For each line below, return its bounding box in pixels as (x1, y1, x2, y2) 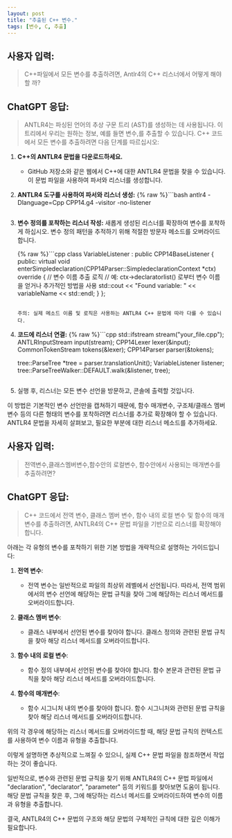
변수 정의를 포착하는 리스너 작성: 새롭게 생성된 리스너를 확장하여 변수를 (17, 219, 207, 227)
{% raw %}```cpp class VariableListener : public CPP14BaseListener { (17, 250, 215, 258)
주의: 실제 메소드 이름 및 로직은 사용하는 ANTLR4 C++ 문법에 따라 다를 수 (17, 310, 204, 317)
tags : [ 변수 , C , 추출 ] (7, 23, 67, 30)
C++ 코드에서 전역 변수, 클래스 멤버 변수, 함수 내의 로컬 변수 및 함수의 (24, 511, 212, 519)
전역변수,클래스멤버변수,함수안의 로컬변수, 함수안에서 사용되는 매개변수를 (24, 460, 221, 468)
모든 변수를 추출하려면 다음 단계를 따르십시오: (37, 138, 159, 146)
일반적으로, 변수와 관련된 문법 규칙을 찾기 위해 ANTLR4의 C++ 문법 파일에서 (7, 774, 213, 782)
